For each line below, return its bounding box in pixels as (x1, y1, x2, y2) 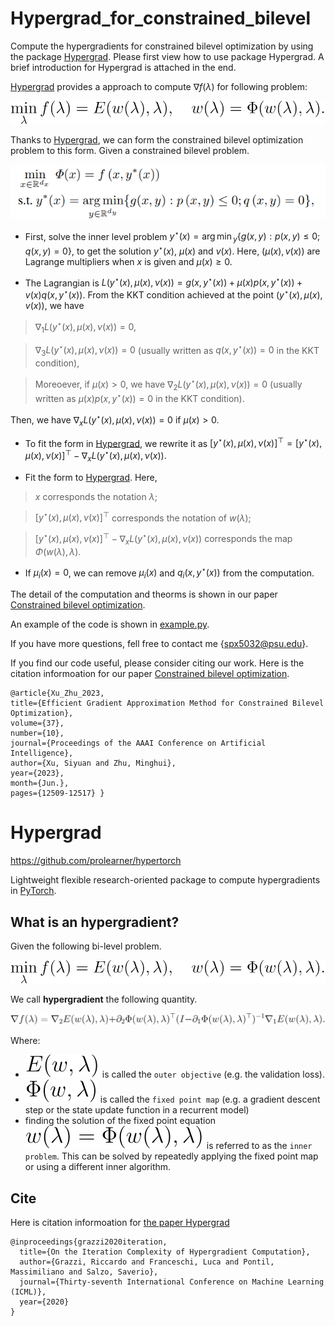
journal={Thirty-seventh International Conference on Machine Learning (19, 1277, 325, 1287)
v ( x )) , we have (24, 300, 85, 312)
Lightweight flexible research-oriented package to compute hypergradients (10, 874, 321, 886)
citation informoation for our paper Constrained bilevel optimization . (10, 668, 290, 680)
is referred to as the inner (206, 1140, 313, 1152)
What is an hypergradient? (10, 913, 180, 931)
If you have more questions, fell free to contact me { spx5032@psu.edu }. (10, 638, 309, 650)
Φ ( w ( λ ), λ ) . (34, 545, 82, 557)
